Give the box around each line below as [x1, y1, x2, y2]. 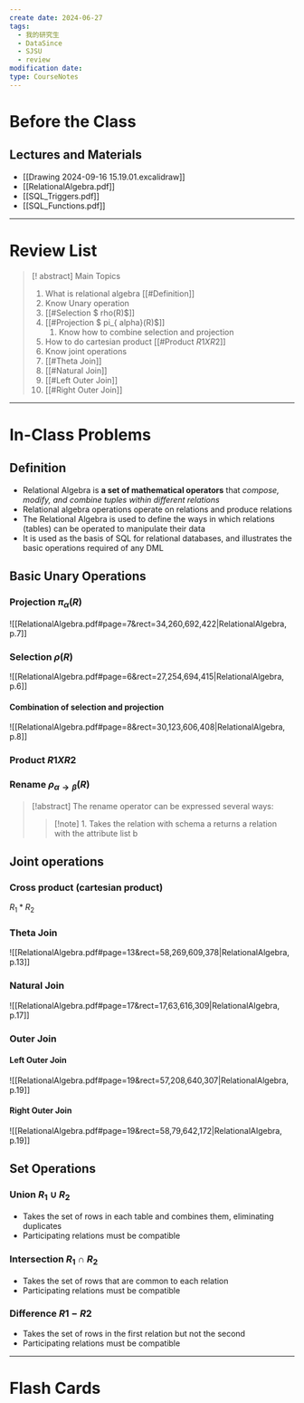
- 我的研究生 [17, 30, 61, 39]
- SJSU [17, 47, 43, 56]
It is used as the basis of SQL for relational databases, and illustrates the [22, 532, 292, 544]
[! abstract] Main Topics [31, 270, 120, 281]
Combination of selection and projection [9, 701, 165, 712]
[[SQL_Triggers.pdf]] [22, 190, 100, 201]
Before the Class [9, 111, 137, 131]
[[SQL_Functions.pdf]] [22, 200, 106, 211]
